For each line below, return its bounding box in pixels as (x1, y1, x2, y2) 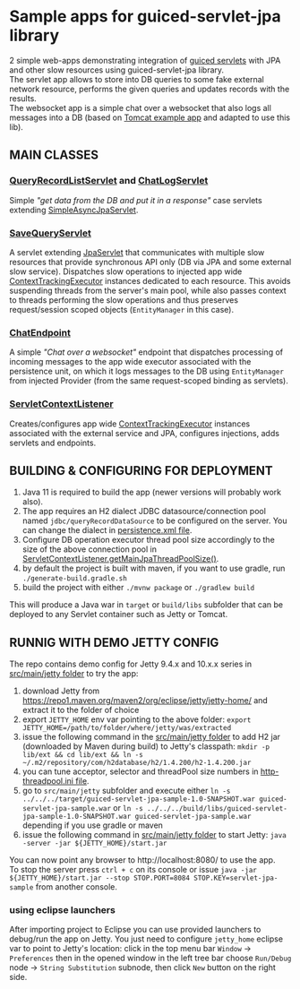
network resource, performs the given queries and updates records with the (9, 83, 290, 94)
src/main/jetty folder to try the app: (9, 668, 139, 679)
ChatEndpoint (9, 326, 72, 339)
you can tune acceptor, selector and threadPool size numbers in (21, 766, 259, 777)
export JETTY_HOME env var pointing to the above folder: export (21, 714, 252, 725)
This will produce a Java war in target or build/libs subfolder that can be (9, 599, 284, 610)
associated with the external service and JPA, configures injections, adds (9, 427, 280, 438)
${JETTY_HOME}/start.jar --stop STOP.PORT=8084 (9, 873, 191, 883)
